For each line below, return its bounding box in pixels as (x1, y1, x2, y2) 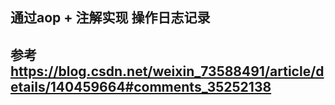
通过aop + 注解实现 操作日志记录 (10, 9, 211, 27)
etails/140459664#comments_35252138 (10, 78, 272, 95)
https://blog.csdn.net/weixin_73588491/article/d (10, 63, 325, 80)
